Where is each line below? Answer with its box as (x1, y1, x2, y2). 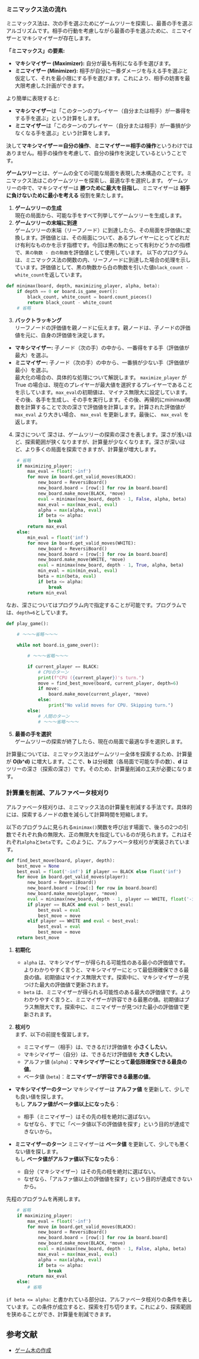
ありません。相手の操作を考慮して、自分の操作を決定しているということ (6, 149, 182, 157)
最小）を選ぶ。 (14, 366, 52, 373)
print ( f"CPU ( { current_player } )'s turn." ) (37, 674, 145, 680)
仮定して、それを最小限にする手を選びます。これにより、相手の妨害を (14, 75, 185, 82)
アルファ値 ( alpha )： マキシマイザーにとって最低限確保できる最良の (23, 1058, 188, 1065)
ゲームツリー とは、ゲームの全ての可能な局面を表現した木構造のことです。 (6, 170, 187, 177)
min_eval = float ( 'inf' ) (27, 534, 89, 540)
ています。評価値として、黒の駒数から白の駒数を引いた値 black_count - (14, 264, 189, 271)
